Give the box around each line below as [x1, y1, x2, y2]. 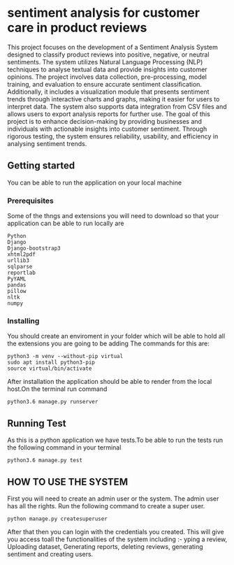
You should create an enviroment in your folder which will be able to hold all [7, 332, 226, 341]
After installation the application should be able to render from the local [7, 378, 212, 386]
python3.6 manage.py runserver [7, 399, 98, 406]
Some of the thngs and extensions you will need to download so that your [7, 212, 219, 220]
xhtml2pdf [7, 251, 36, 258]
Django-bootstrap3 [7, 245, 61, 252]
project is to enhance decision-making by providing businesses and [7, 117, 203, 125]
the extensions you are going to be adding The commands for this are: [7, 339, 210, 348]
